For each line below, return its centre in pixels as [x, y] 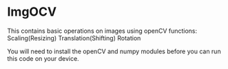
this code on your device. [43, 58]
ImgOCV [32, 12]
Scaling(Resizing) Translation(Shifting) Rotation [74, 38]
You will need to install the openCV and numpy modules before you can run [114, 51]
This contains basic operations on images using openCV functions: [102, 31]
